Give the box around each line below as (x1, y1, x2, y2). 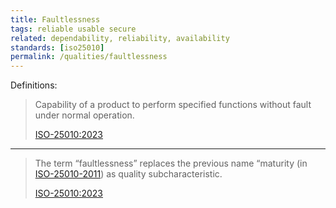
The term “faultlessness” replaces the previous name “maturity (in (34, 157, 308, 170)
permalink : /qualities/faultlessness (10, 52, 168, 62)
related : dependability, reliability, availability (10, 33, 230, 43)
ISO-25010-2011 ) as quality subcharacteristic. (34, 168, 223, 180)
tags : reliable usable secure (10, 24, 137, 34)
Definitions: (10, 79, 58, 91)
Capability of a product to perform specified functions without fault (34, 99, 312, 111)
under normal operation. (34, 109, 135, 121)
